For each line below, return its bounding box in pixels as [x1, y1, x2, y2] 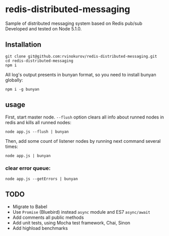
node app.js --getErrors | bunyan [5, 176, 78, 181]
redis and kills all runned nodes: [5, 119, 72, 125]
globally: [5, 77, 23, 83]
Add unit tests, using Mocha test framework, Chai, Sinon [12, 219, 131, 226]
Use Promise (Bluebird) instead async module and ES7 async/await [12, 209, 151, 215]
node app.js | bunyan [5, 153, 51, 158]
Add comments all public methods [12, 214, 85, 220]
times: [5, 143, 18, 149]
